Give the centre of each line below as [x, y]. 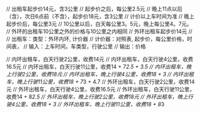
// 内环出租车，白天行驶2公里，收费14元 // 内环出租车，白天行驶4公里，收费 [100, 59]
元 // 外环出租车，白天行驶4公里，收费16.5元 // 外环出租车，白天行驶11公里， [100, 89]
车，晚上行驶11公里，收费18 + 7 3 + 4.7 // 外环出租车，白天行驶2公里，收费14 [100, 82]
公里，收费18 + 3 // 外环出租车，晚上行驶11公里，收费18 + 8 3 [90, 104]
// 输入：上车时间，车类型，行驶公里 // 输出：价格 [84, 46]
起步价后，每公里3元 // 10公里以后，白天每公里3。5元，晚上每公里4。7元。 [99, 24]
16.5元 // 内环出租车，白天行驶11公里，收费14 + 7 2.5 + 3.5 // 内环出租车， [96, 67]
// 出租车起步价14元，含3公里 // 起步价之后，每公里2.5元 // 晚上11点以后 [94, 9]
